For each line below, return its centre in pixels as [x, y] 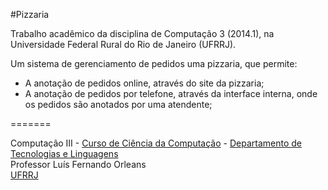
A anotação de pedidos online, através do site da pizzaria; [144, 83]
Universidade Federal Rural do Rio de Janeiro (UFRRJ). [123, 44]
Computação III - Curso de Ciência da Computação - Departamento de [156, 143]
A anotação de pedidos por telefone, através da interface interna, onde [171, 93]
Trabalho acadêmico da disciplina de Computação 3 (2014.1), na [142, 33]
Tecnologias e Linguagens [64, 153]
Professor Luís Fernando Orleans [78, 164]
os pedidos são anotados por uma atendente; [118, 104]
